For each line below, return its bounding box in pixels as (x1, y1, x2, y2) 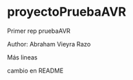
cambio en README (7, 66, 64, 75)
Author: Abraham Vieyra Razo (7, 40, 91, 48)
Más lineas (7, 53, 38, 62)
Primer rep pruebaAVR (7, 27, 71, 35)
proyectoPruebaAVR (7, 4, 127, 20)
